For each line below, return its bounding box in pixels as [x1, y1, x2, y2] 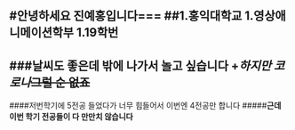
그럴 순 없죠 [30, 75, 91, 90]
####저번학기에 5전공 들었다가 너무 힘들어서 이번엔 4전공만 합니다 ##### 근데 [9, 101, 282, 111]
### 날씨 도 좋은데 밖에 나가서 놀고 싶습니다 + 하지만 [9, 58, 272, 73]
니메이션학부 [9, 25, 74, 40]
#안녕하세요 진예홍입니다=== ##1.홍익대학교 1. [9, 8, 254, 24]
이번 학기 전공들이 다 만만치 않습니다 [9, 111, 133, 122]
